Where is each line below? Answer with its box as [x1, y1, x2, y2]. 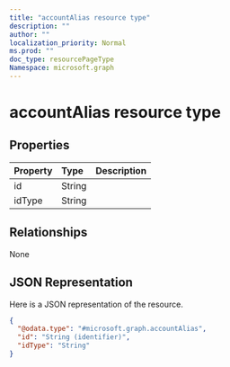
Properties [9, 138, 70, 153]
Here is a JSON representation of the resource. [9, 299, 184, 309]
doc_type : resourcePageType [9, 55, 115, 64]
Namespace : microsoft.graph [9, 64, 115, 73]
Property [13, 164, 53, 176]
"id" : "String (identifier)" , [17, 333, 130, 342]
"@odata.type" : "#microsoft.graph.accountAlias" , [17, 325, 207, 334]
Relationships [9, 225, 88, 240]
